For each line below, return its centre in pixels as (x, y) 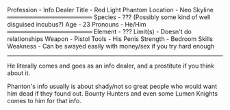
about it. (19, 73)
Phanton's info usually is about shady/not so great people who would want (112, 86)
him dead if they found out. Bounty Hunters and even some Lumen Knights (112, 94)
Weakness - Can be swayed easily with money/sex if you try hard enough (111, 46)
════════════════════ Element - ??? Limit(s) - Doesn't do (99, 31)
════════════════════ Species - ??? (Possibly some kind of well (109, 17)
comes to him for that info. (44, 101)
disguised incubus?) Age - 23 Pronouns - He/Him (77, 24)
